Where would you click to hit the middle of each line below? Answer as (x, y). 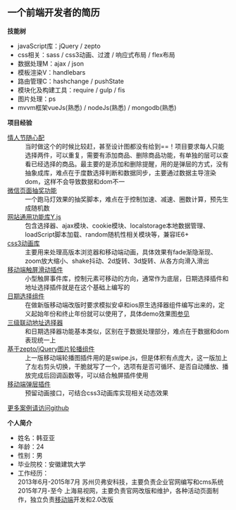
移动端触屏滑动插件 (35, 269)
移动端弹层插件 (29, 384)
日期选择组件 (26, 296)
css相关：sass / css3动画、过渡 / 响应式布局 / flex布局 (96, 54)
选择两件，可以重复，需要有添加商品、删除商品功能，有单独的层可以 (124, 155)
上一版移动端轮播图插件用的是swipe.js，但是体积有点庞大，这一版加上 (126, 357)
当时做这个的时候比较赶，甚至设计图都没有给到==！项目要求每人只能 (125, 146)
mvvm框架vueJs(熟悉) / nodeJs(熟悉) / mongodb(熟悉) (97, 107)
